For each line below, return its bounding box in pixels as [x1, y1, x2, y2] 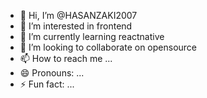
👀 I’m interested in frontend [19, 20, 133, 32]
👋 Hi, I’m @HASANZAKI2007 [19, 10, 138, 21]
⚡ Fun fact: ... [19, 78, 75, 90]
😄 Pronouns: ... [19, 67, 85, 79]
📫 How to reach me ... [19, 53, 113, 64]
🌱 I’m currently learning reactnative [19, 31, 165, 42]
